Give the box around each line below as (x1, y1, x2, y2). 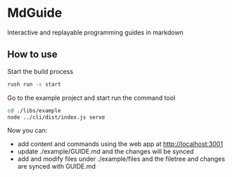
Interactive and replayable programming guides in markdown (7, 28, 184, 37)
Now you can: (7, 126, 48, 135)
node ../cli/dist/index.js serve (7, 114, 105, 121)
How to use (7, 48, 58, 60)
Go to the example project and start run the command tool (7, 93, 176, 102)
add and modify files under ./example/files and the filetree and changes (17, 155, 226, 163)
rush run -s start (7, 81, 61, 88)
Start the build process (7, 67, 74, 75)
